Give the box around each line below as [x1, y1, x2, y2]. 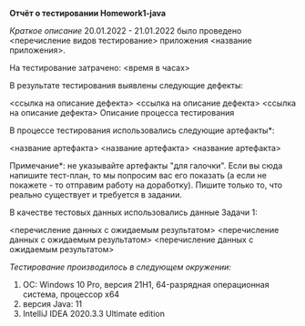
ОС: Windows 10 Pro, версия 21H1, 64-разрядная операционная [22, 280, 270, 290]
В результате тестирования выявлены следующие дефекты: [9, 80, 244, 90]
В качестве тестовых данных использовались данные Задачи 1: [9, 207, 258, 218]
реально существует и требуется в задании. [9, 189, 182, 199]
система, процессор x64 [22, 289, 120, 300]
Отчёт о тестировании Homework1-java [9, 8, 167, 18]
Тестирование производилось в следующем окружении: [9, 261, 232, 272]
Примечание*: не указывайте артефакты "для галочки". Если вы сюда [9, 160, 283, 171]
